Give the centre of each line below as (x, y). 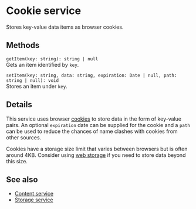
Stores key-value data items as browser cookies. (65, 27)
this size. (17, 161)
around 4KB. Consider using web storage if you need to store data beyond (96, 155)
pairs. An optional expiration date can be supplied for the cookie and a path (98, 125)
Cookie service (43, 11)
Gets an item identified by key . (43, 64)
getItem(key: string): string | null (52, 59)
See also (22, 179)
